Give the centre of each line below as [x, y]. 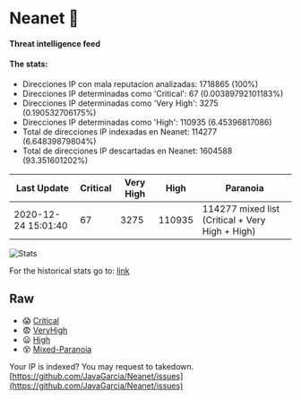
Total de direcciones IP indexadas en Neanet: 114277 [120, 131]
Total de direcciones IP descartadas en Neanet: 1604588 [127, 151]
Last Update [43, 187]
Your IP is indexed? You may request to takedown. [102, 366]
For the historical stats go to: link [69, 270]
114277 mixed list [241, 208]
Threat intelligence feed [55, 43]
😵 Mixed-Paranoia [57, 349]
